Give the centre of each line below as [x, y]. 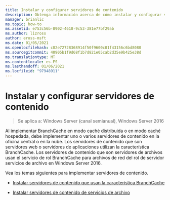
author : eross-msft [26, 38]
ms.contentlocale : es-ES [31, 62]
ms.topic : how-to [24, 24]
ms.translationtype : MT [30, 57]
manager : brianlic [25, 19]
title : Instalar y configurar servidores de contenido [64, 10]
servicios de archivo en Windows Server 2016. [54, 163]
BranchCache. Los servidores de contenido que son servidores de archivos [84, 152]
